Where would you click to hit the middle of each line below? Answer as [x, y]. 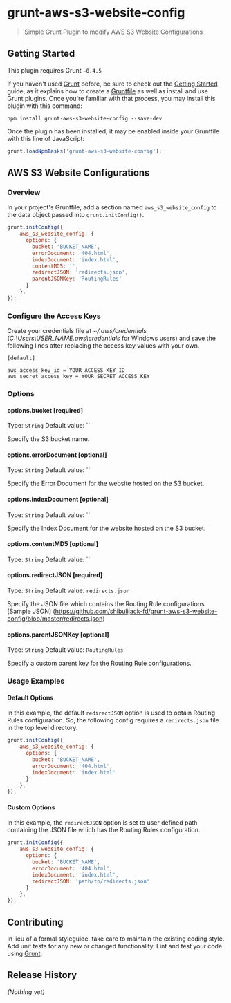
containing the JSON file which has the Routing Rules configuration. [104, 830]
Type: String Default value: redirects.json [68, 591]
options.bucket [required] [45, 410]
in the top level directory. [43, 728]
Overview [24, 192]
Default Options [30, 697]
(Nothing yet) [26, 992]
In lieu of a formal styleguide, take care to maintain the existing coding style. [116, 939]
